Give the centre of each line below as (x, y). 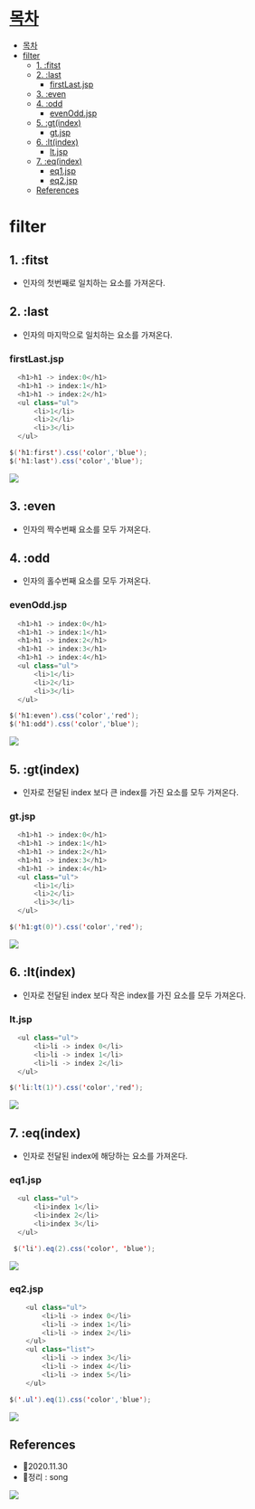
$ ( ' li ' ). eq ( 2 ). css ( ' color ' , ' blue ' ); (84, 1248)
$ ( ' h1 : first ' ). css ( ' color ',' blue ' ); (78, 453)
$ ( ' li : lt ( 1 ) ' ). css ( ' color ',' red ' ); (76, 1088)
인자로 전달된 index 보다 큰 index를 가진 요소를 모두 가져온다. (131, 792)
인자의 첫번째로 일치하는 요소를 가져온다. (94, 282)
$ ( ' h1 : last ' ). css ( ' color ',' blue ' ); (76, 461)
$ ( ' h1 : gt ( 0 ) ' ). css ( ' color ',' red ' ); (76, 927)
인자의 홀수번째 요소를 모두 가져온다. (86, 581)
